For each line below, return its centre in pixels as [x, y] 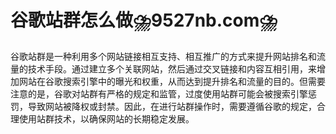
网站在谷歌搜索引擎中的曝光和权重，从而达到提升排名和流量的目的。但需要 [172, 81]
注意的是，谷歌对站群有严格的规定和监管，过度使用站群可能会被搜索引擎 [159, 93]
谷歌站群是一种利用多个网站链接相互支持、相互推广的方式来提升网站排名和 [163, 56]
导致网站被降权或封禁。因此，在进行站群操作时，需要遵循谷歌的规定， [172, 106]
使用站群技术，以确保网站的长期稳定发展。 [106, 118]
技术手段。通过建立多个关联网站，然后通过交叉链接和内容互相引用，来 [172, 68]
